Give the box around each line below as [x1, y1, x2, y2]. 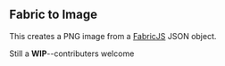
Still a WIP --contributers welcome [9, 48, 135, 59]
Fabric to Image [9, 7, 98, 22]
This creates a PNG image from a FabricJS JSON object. [9, 30, 217, 41]
